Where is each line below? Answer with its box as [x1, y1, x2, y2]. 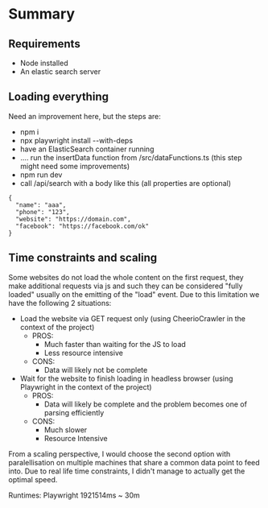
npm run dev [19, 170, 63, 180]
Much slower [43, 424, 88, 435]
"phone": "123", [15, 208, 70, 216]
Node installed [19, 58, 68, 68]
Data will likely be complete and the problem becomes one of [43, 399, 248, 409]
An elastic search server [19, 67, 101, 76]
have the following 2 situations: [8, 298, 112, 308]
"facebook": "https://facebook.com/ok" [15, 222, 150, 230]
